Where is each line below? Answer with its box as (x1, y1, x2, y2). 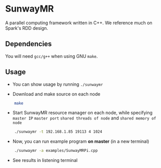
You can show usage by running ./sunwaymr (12, 81, 103, 87)
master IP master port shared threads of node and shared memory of (12, 115, 156, 121)
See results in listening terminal (12, 157, 78, 163)
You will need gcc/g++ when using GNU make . (5, 53, 98, 59)
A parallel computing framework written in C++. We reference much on (5, 20, 152, 26)
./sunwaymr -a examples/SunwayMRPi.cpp (14, 148, 98, 153)
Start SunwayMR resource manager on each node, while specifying (12, 109, 152, 116)
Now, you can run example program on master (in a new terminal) (12, 138, 149, 144)
